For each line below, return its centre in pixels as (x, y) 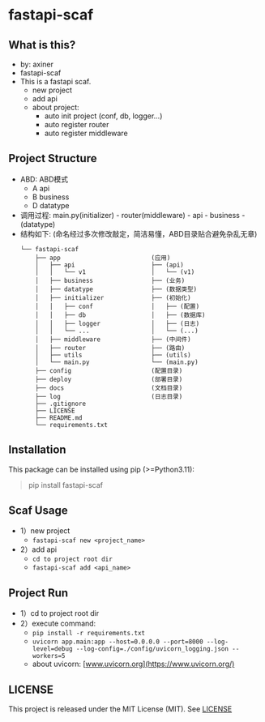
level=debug (52, 649)
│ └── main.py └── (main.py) (117, 362)
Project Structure (53, 158)
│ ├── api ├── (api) (109, 265)
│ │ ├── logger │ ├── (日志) (118, 323)
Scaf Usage (38, 511)
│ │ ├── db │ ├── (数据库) (120, 315)
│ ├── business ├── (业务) (110, 280)
